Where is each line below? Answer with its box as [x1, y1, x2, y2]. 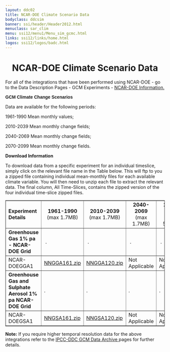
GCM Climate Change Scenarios [5, 94, 73, 100]
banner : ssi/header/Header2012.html [5, 21, 82, 27]
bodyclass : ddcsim [5, 17, 44, 22]
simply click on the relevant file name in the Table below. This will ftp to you [5, 168, 162, 174]
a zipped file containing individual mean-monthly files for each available [5, 173, 155, 179]
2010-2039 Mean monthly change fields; [5, 123, 90, 129]
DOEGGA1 [8, 262, 34, 269]
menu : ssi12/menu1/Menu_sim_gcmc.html [5, 31, 87, 36]
